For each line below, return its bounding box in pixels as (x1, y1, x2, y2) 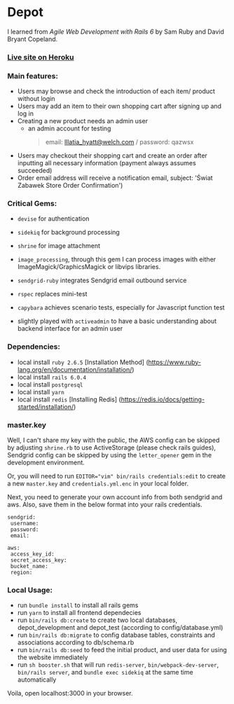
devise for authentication (17, 214, 90, 223)
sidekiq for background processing (17, 228, 121, 237)
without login (17, 95, 55, 103)
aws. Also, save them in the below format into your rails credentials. (7, 500, 202, 509)
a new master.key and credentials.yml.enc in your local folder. (7, 479, 189, 488)
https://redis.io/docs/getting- (121, 395, 205, 403)
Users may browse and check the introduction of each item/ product (17, 87, 216, 95)
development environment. (7, 458, 85, 467)
